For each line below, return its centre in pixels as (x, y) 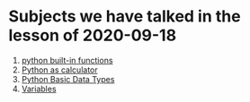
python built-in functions (67, 60)
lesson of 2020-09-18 (93, 35)
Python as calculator (59, 70)
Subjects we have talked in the (125, 17)
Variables (39, 89)
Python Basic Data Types (68, 79)
